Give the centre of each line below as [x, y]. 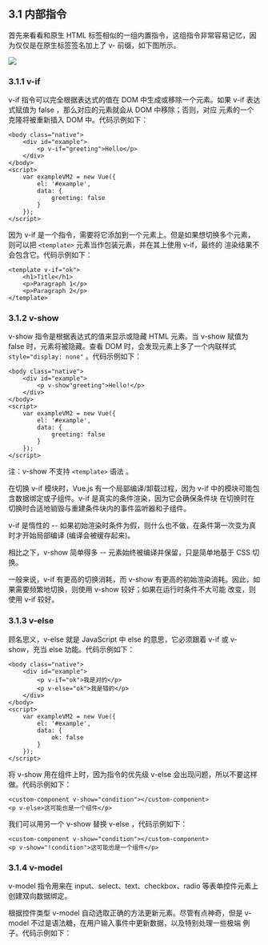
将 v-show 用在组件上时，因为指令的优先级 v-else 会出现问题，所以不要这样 [133, 774]
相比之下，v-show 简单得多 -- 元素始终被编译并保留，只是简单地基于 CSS [129, 553]
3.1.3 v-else [31, 621]
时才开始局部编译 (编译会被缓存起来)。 [72, 535]
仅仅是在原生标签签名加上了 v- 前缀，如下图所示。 [98, 45]
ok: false [67, 737]
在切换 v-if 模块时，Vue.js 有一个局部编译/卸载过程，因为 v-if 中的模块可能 [131, 489]
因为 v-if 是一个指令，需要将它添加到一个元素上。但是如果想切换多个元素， [132, 235]
